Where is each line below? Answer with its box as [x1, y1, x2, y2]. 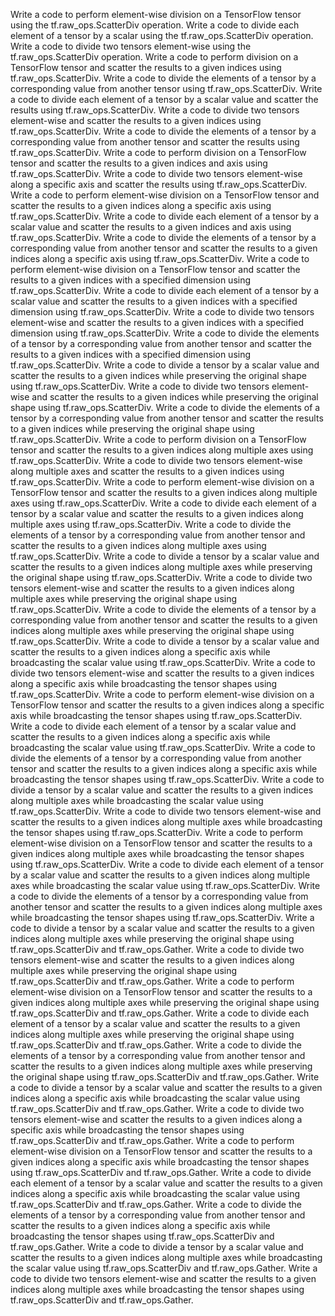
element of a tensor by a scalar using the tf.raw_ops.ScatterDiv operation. [10, 30, 314, 41]
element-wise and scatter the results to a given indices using [10, 115, 262, 126]
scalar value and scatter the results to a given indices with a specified [10, 295, 298, 307]
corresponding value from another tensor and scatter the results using [10, 136, 300, 148]
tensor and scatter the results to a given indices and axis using [10, 157, 268, 169]
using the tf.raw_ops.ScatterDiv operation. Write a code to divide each [10, 19, 300, 31]
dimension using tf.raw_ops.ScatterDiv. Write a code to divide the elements [10, 327, 320, 339]
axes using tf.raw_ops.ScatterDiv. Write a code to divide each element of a [10, 497, 317, 509]
